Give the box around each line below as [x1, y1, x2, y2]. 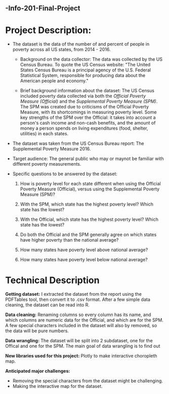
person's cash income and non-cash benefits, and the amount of [20, 120, 156, 126]
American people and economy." [20, 78, 89, 84]
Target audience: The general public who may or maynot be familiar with [12, 155, 164, 162]
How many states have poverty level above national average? [20, 247, 148, 253]
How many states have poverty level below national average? [20, 257, 148, 263]
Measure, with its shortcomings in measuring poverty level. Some [20, 109, 157, 115]
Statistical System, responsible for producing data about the [20, 72, 146, 78]
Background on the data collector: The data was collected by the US [20, 56, 163, 62]
